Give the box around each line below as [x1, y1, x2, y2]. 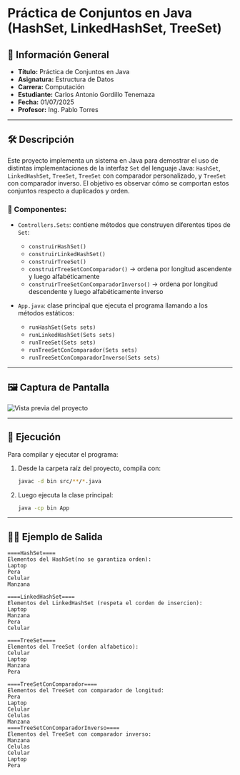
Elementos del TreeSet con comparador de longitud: [7, 687, 164, 694]
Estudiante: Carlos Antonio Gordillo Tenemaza [17, 91, 156, 98]
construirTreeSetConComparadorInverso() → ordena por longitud [28, 280, 218, 288]
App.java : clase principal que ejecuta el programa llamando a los [17, 301, 209, 310]
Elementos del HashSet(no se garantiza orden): [7, 556, 152, 563]
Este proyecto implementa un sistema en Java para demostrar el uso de [7, 156, 219, 165]
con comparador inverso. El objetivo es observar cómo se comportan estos [7, 178, 229, 187]
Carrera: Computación [17, 83, 85, 91]
